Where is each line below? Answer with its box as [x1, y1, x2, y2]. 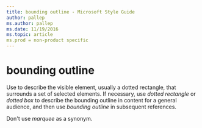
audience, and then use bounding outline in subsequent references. [6, 103, 177, 110]
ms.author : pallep [6, 20, 53, 26]
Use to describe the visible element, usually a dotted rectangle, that [6, 84, 176, 91]
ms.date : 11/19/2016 [6, 26, 59, 32]
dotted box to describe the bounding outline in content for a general [6, 96, 177, 104]
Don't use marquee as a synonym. [6, 115, 93, 122]
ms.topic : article [6, 32, 53, 38]
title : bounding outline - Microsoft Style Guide [6, 9, 135, 15]
